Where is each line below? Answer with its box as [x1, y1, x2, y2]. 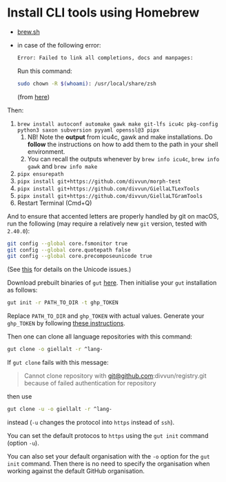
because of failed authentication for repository [23, 379, 156, 388]
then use [7, 392, 32, 401]
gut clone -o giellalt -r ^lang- [7, 346, 103, 353]
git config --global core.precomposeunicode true [7, 253, 153, 260]
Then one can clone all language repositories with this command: [7, 332, 193, 341]
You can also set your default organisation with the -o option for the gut [7, 452, 210, 460]
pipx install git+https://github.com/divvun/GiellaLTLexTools [17, 185, 200, 192]
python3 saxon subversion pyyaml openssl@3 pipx [17, 126, 160, 134]
